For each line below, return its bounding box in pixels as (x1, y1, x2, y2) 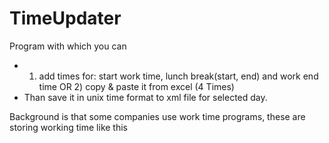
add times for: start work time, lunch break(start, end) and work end (38, 70, 319, 82)
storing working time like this (9, 121, 128, 133)
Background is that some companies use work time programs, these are (9, 110, 306, 122)
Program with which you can (9, 40, 127, 52)
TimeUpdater (9, 7, 122, 30)
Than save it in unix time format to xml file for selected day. (23, 91, 268, 103)
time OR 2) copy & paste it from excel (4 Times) (38, 80, 235, 92)
